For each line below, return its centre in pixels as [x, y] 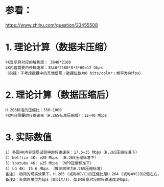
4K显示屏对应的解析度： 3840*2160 [38, 62]
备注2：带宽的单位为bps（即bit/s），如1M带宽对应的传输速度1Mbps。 [68, 179]
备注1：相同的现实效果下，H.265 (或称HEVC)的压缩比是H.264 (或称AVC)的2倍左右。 [84, 174]
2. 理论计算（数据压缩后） [60, 95]
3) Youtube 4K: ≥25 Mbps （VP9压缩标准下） [50, 163]
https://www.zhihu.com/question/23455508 [52, 25]
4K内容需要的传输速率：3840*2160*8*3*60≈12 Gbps [54, 68]
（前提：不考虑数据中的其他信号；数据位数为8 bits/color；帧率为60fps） [74, 73]
